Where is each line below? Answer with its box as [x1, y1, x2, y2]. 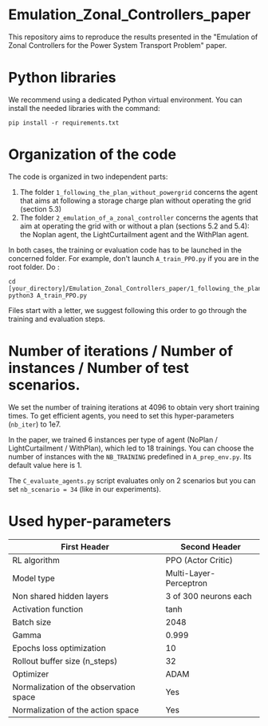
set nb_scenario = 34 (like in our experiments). [8, 484, 162, 494]
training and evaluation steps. [8, 314, 105, 323]
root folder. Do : [8, 262, 60, 272]
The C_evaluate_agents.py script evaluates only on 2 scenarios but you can [8, 475, 256, 485]
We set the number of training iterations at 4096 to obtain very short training [8, 402, 260, 412]
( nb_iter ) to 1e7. [8, 419, 61, 429]
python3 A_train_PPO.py [8, 292, 88, 300]
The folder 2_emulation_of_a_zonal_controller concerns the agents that [19, 212, 258, 222]
